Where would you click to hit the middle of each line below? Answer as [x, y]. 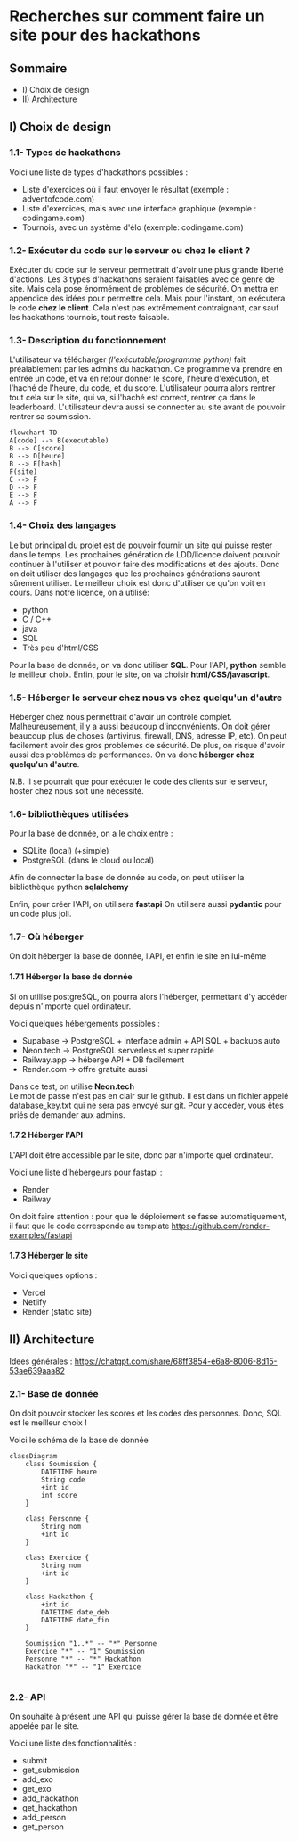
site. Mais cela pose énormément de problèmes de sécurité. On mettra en [144, 288]
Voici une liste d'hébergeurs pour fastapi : [86, 1172]
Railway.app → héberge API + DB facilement [103, 1060]
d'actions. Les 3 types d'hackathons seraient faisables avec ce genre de [142, 279]
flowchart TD [33, 433]
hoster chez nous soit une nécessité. [77, 790]
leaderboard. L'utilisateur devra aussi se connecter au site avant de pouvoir [147, 407]
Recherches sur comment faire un [137, 17]
